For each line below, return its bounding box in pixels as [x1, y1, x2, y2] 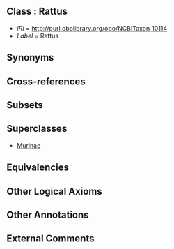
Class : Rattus [6, 6, 68, 17]
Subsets [6, 99, 43, 111]
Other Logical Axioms [6, 185, 102, 197]
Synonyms [6, 52, 54, 63]
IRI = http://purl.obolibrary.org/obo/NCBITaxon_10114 [16, 24, 168, 32]
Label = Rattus [16, 31, 59, 40]
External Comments [6, 233, 95, 245]
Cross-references [6, 75, 86, 87]
